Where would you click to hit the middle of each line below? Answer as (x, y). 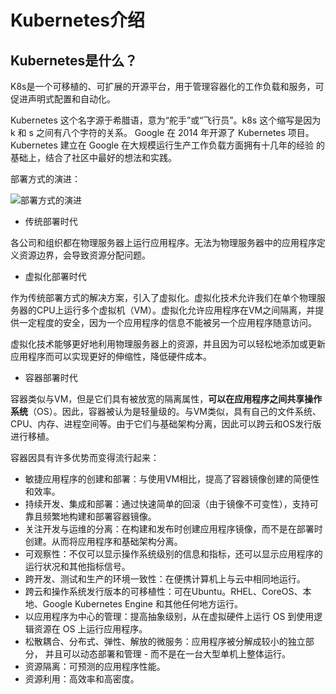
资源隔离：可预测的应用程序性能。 (95, 666)
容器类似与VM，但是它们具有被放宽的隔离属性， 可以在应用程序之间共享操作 (166, 399)
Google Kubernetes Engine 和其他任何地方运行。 (142, 604)
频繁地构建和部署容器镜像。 (99, 516)
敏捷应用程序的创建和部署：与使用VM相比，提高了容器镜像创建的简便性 (172, 479)
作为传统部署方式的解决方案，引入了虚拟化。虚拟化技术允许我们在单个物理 (163, 297)
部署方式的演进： (45, 179)
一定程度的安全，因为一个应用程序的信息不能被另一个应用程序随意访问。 (167, 322)
